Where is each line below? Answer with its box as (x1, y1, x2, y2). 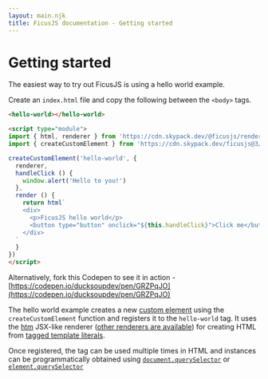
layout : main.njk (8, 11, 66, 20)
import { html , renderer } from (8, 132, 116, 140)
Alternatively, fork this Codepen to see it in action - (8, 273, 175, 282)
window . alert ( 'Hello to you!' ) (22, 176, 127, 184)
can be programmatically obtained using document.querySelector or (8, 354, 231, 364)
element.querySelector (8, 363, 84, 371)
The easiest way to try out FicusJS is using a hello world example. (8, 80, 226, 89)
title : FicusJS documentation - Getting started (8, 19, 173, 27)
